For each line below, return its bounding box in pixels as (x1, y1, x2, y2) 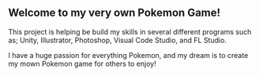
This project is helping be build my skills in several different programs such (8, 27, 252, 36)
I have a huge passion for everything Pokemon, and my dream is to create (8, 50, 249, 60)
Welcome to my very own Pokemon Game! (8, 6, 221, 20)
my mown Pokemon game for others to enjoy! (8, 59, 156, 68)
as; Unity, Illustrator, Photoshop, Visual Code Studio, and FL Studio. (8, 35, 227, 45)
